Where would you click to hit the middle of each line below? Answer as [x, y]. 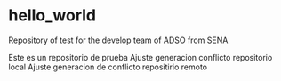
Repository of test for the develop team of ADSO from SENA [118, 40]
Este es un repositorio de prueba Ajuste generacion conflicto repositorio [140, 57]
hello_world [52, 16]
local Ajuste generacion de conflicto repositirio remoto [108, 67]
